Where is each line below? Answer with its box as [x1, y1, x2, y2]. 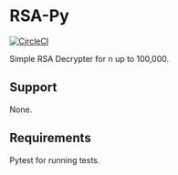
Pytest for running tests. [9, 154, 100, 165]
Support [9, 79, 58, 96]
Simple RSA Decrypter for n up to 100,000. [9, 53, 170, 64]
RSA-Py [9, 5, 70, 26]
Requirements [9, 130, 91, 146]
